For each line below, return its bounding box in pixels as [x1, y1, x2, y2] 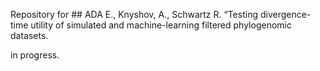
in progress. [10, 49, 60, 61]
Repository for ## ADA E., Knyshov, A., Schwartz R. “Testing [10, 9, 258, 20]
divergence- [259, 9, 312, 20]
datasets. [10, 30, 49, 41]
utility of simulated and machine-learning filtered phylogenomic [30, 19, 292, 31]
